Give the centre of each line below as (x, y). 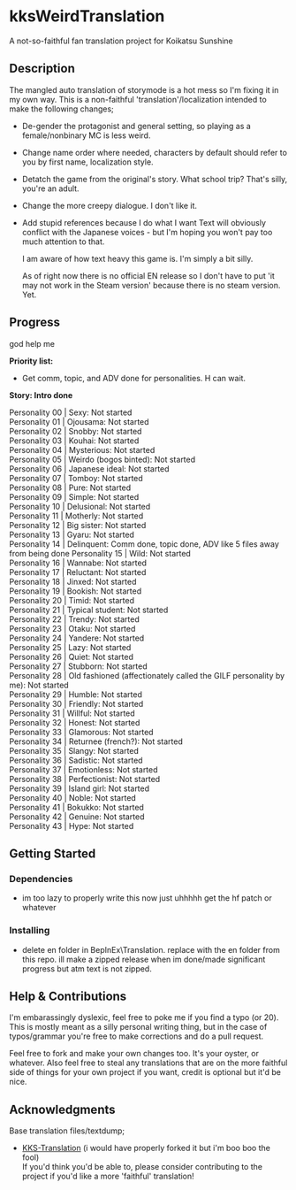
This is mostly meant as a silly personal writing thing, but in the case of (138, 1027)
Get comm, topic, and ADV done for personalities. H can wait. (133, 378)
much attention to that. (63, 242)
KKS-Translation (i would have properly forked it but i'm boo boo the (146, 1148)
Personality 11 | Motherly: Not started (76, 516)
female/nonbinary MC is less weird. (86, 135)
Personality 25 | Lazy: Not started (70, 647)
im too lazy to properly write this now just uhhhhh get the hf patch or (147, 898)
